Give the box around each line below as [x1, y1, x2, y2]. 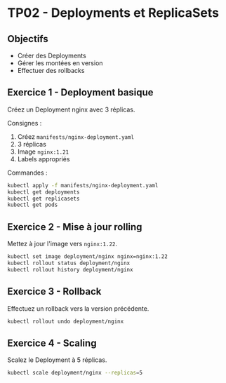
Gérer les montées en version [17, 59, 103, 67]
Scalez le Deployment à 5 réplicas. [7, 356, 107, 364]
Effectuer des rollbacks [17, 67, 85, 74]
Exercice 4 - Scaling [7, 337, 97, 349]
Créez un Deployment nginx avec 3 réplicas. [7, 105, 135, 114]
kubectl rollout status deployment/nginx [7, 260, 131, 267]
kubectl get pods [7, 201, 58, 208]
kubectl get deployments [7, 188, 80, 196]
